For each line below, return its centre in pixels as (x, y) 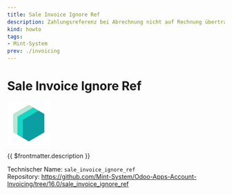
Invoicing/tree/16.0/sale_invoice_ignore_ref (68, 184)
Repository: (23, 176)
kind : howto (24, 29)
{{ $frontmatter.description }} (49, 156)
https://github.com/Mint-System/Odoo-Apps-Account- (119, 176)
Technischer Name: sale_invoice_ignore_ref (71, 169)
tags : (15, 37)
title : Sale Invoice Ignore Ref (54, 15)
